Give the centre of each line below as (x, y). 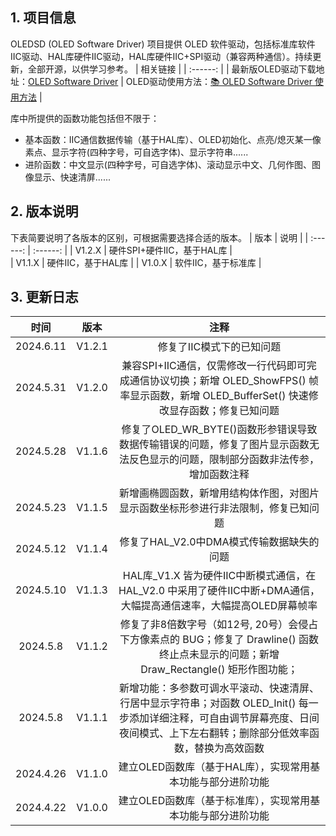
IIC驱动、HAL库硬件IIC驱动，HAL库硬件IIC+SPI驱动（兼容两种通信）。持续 (161, 56)
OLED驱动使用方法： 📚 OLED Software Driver (219, 81)
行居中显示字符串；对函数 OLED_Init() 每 (214, 703)
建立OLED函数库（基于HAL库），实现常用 (214, 767)
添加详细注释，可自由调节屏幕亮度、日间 (224, 718)
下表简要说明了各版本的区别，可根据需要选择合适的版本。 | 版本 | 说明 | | (159, 237)
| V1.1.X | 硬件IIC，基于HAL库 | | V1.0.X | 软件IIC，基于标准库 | (136, 262)
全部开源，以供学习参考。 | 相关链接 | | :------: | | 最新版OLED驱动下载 (172, 69)
